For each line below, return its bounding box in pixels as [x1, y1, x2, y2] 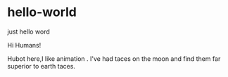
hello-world [7, 4, 77, 20]
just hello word [7, 27, 51, 36]
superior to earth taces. [7, 62, 76, 70]
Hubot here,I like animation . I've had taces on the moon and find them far [7, 54, 221, 63]
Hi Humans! [7, 41, 42, 49]
